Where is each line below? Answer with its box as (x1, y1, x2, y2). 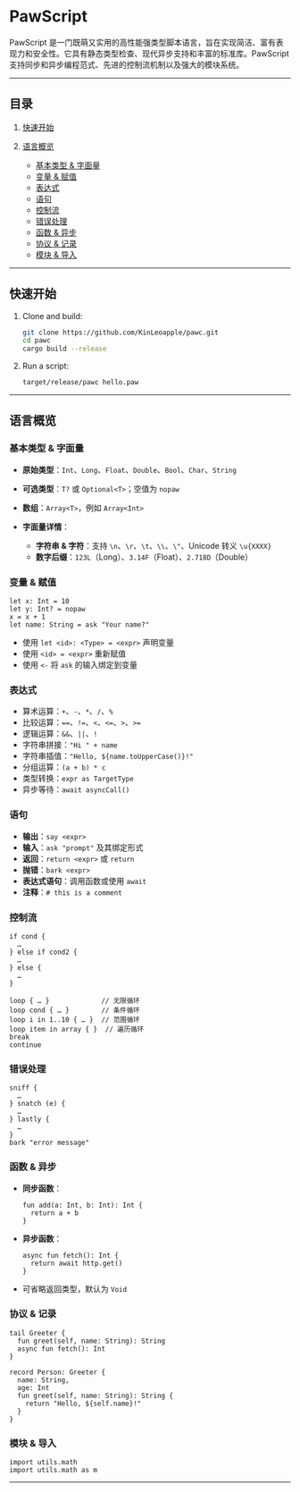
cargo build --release (21, 344, 107, 354)
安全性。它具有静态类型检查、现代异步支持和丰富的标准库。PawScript (32, 47, 290, 59)
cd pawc (21, 336, 51, 345)
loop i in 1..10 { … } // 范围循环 (9, 1015, 140, 1024)
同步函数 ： (21, 1183, 62, 1193)
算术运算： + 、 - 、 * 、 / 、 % (21, 706, 113, 717)
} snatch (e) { (9, 1100, 66, 1108)
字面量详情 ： (21, 521, 70, 532)
